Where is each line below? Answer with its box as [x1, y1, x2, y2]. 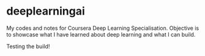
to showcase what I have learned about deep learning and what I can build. [6, 30, 196, 38]
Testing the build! [6, 43, 50, 50]
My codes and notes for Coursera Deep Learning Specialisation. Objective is [6, 24, 199, 32]
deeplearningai [6, 4, 86, 18]
